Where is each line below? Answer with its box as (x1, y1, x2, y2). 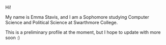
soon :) (5, 35, 20, 40)
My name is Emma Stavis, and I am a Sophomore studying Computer (5, 14, 149, 20)
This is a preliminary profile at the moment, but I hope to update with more (5, 29, 161, 35)
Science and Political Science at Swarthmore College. (5, 20, 118, 25)
